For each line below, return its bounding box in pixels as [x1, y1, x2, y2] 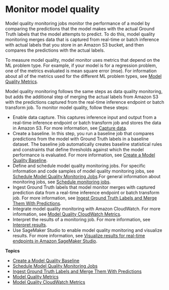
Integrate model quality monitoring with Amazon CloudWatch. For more [12, 205, 160, 212]
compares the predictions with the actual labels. [5, 47, 105, 53]
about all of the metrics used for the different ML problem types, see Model [5, 73, 162, 79]
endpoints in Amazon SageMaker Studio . [12, 238, 97, 244]
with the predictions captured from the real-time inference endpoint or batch [5, 99, 164, 105]
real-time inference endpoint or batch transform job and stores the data [12, 119, 161, 126]
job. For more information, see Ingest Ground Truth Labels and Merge [12, 195, 157, 201]
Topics [5, 247, 20, 254]
